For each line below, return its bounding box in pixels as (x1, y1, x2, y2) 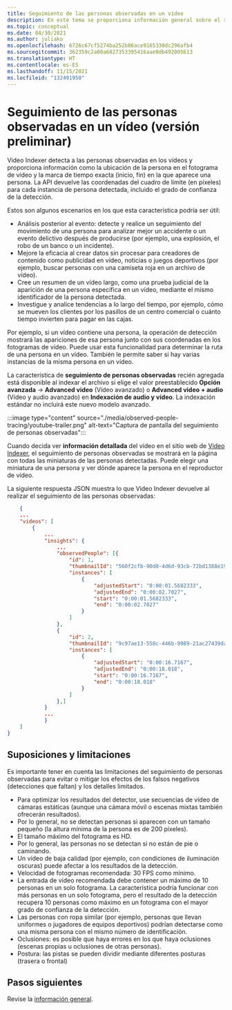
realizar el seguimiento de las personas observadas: (7, 492, 155, 501)
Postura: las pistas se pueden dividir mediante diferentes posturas (17, 949, 206, 958)
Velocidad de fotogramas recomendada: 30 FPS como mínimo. (17, 868, 196, 877)
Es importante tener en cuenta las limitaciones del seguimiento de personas (7, 767, 223, 775)
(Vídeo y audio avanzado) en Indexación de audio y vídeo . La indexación (7, 393, 216, 401)
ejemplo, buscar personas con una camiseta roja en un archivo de (17, 264, 206, 272)
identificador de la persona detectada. (17, 293, 126, 301)
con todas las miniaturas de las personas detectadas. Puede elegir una (7, 456, 209, 465)
